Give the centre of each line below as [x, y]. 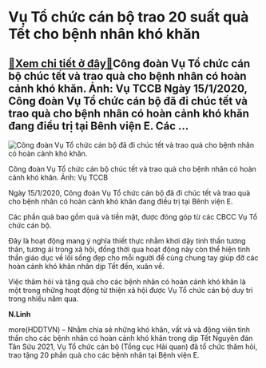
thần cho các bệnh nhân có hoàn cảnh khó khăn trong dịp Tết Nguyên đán [131, 338]
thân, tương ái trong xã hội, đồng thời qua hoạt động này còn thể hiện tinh [129, 249]
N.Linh [20, 314]
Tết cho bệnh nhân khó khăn [104, 34]
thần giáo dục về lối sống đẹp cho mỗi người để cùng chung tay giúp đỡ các [133, 258]
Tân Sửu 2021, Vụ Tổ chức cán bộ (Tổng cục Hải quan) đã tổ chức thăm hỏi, [133, 346]
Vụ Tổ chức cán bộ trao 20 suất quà [129, 17]
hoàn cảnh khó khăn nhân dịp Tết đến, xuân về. [87, 266]
